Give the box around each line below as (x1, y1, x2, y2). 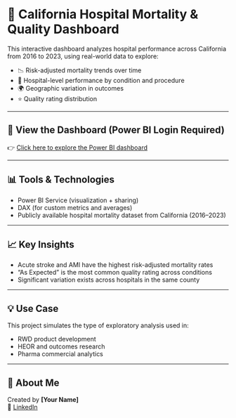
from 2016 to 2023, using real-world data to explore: (7, 52, 159, 60)
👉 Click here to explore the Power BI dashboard (7, 143, 148, 152)
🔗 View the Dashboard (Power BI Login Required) (7, 124, 225, 136)
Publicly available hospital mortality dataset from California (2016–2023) (17, 211, 226, 219)
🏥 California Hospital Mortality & (7, 6, 199, 22)
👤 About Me (7, 377, 60, 388)
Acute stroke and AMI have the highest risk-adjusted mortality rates (17, 261, 214, 269)
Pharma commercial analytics (17, 350, 104, 358)
